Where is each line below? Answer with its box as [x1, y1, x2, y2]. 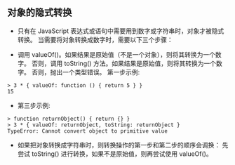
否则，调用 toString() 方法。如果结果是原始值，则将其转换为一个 [31, 59, 216, 67]
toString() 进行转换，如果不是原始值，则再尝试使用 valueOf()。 [31, 150, 213, 158]
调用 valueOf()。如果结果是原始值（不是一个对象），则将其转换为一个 [17, 50, 216, 58]
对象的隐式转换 [7, 6, 72, 19]
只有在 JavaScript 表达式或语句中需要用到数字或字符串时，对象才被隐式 [17, 27, 224, 35]
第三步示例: [17, 101, 51, 110]
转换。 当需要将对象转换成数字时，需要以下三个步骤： [17, 35, 173, 44]
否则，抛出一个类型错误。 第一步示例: [31, 67, 140, 76]
